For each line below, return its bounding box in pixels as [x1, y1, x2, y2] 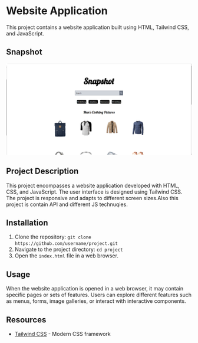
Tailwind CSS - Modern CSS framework [14, 331, 111, 338]
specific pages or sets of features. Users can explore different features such [6, 291, 192, 299]
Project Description [6, 166, 79, 177]
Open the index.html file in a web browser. [14, 252, 119, 259]
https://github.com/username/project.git [14, 241, 118, 247]
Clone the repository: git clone [14, 233, 91, 240]
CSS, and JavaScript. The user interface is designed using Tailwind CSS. [6, 188, 183, 195]
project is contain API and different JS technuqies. [6, 201, 128, 208]
